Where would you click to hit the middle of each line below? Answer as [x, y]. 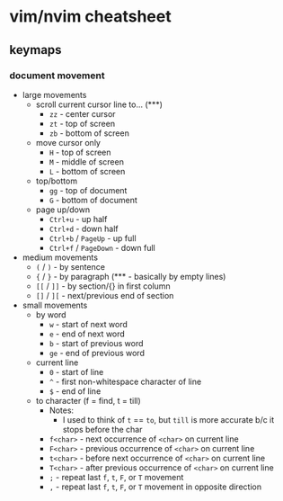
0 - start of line [76, 371]
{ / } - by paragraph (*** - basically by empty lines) [131, 276]
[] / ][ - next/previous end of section [105, 295]
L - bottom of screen [87, 171]
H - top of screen [80, 152]
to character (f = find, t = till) [88, 400]
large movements [54, 94]
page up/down [63, 210]
